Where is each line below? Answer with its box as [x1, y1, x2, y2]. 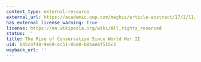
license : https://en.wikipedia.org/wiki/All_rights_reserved [6, 25, 162, 31]
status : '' [6, 31, 33, 37]
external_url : [6, 14, 42, 20]
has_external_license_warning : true [6, 19, 98, 25]
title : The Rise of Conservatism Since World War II [6, 36, 141, 42]
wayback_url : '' [6, 47, 47, 53]
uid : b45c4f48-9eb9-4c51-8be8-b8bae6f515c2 [6, 42, 117, 48]
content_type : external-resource [6, 8, 90, 15]
